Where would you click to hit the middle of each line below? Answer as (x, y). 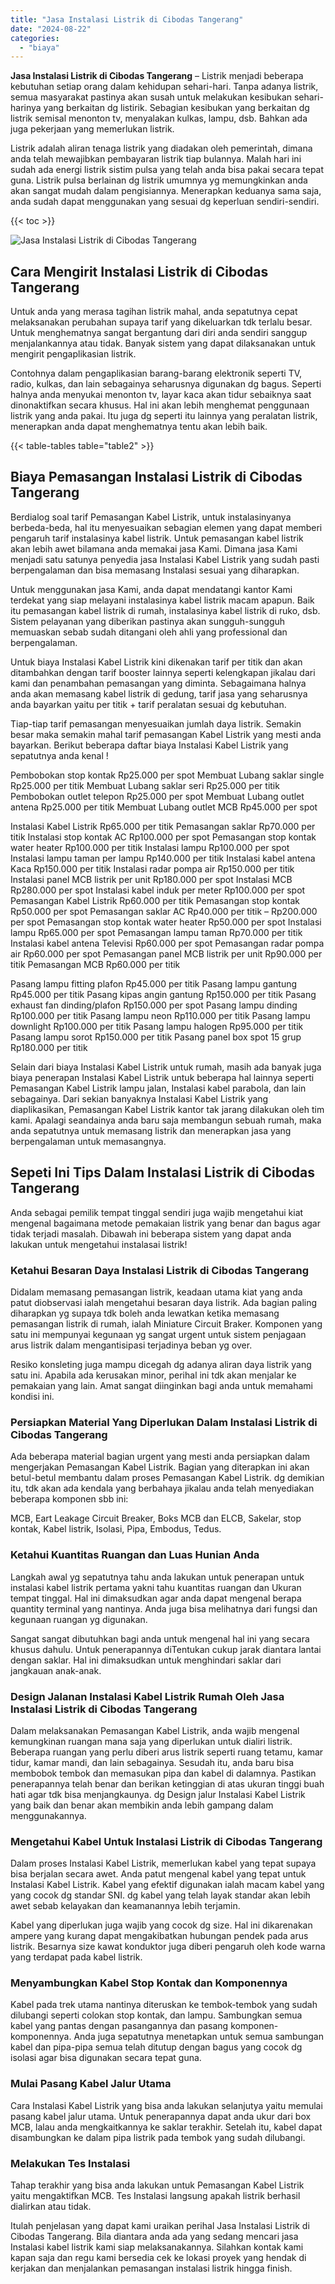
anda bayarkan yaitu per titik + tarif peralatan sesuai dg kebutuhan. (148, 704)
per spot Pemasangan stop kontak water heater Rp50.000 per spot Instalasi (166, 922)
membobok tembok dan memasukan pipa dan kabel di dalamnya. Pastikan (163, 1773)
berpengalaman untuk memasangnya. (88, 1141)
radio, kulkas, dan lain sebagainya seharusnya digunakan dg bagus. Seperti (166, 384)
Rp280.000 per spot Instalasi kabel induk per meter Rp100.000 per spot (158, 890)
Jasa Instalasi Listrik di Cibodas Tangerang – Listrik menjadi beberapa (157, 76)
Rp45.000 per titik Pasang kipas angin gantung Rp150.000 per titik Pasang (163, 994)
